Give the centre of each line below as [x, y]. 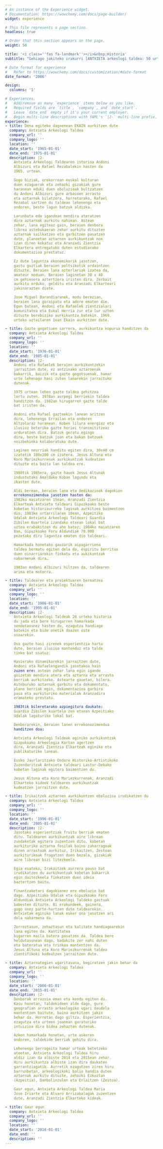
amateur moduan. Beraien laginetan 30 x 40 [58, 275]
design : [13, 85]
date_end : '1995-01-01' [33, 608]
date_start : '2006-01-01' [36, 986]
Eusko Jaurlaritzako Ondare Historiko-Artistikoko [66, 761]
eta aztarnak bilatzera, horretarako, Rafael [61, 198]
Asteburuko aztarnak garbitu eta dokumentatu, [62, 684]
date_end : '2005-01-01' [33, 823]
